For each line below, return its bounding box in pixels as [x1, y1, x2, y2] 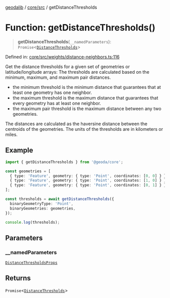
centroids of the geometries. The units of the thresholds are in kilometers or [5, 126, 163, 132]
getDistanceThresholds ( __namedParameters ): [17, 38, 111, 44]
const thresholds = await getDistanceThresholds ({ [5, 196, 114, 202]
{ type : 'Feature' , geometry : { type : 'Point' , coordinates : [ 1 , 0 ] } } [10, 178, 166, 183]
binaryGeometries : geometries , [10, 206, 76, 211]
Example [5, 146, 33, 155]
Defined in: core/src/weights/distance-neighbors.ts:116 [5, 54, 120, 60]
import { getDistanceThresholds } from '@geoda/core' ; [5, 159, 123, 165]
